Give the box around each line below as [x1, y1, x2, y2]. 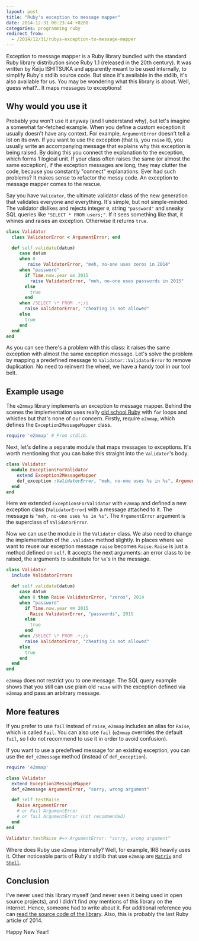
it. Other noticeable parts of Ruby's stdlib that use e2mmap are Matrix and [6, 852, 182, 860]
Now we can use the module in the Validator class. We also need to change [6, 530, 192, 537]
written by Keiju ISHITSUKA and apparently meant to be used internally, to [6, 65, 187, 72]
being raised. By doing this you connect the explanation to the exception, [6, 149, 185, 156]
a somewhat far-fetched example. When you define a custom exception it [6, 123, 185, 131]
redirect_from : [6, 31, 44, 37]
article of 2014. [6, 917, 43, 924]
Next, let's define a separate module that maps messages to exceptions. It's [6, 443, 192, 451]
